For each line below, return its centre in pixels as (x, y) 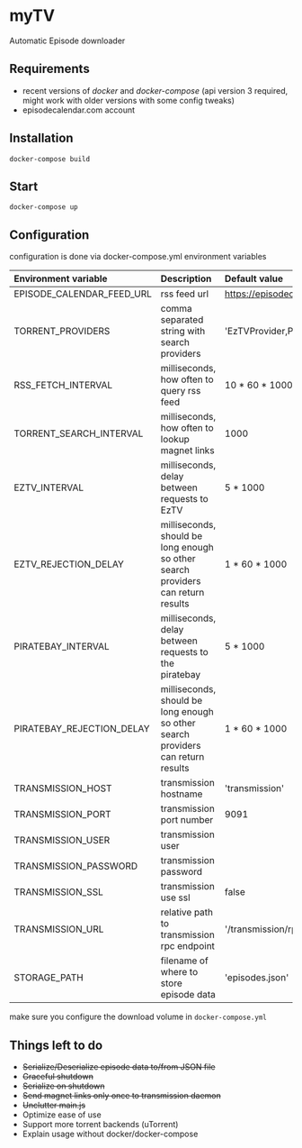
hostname (182, 794)
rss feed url (185, 294)
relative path (187, 913)
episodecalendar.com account (79, 110)
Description (186, 278)
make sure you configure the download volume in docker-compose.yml (138, 1017)
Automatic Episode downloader (67, 41)
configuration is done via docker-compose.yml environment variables (138, 257)
